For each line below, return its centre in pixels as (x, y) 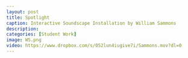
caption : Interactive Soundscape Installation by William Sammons (91, 23)
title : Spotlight (28, 18)
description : (23, 29)
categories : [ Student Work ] (42, 34)
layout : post (23, 12)
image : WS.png (24, 40)
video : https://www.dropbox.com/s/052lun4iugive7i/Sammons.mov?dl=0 (94, 46)
